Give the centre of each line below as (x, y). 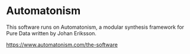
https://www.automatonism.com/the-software (62, 45)
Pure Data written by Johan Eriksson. (51, 33)
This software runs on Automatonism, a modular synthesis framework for (95, 27)
